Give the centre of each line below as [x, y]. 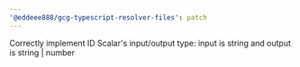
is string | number [42, 52]
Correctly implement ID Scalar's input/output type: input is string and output [150, 43]
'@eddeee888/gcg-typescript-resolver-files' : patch [108, 17]
